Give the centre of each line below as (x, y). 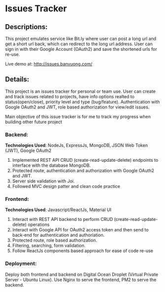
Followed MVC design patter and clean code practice (66, 186)
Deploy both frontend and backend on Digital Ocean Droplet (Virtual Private (82, 274)
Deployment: (21, 263)
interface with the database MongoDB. (51, 165)
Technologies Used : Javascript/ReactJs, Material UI (58, 210)
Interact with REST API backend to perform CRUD (63, 219)
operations (39, 224)
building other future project (34, 122)
